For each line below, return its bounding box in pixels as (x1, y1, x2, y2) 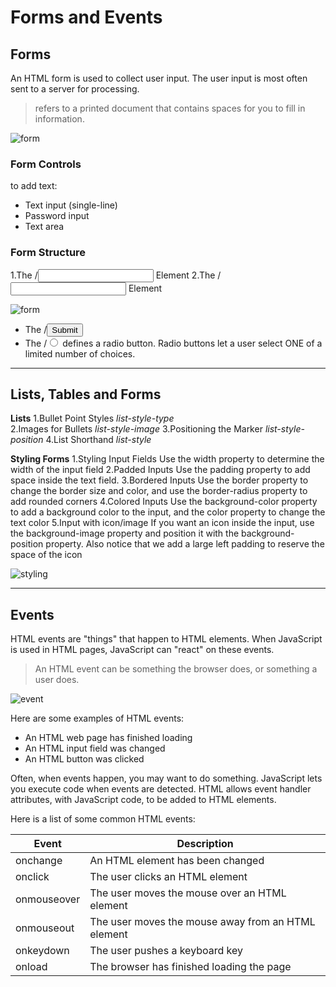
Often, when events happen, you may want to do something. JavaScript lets (10, 772, 323, 785)
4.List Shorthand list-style (45, 434, 152, 446)
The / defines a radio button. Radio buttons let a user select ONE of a (24, 337, 323, 349)
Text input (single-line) (24, 199, 118, 211)
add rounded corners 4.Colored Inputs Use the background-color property (10, 496, 318, 508)
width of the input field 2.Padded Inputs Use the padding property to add (10, 464, 311, 476)
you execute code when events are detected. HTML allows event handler (10, 783, 312, 795)
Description (176, 837, 234, 851)
